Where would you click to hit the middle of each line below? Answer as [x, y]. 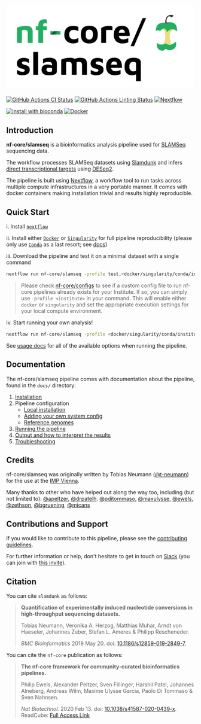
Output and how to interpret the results [63, 435]
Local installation [45, 409]
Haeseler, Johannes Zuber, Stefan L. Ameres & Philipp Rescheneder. [105, 632]
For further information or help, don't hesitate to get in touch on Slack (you [98, 556]
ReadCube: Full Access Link [55, 715]
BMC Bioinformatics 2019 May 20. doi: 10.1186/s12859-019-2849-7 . [103, 643]
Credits [20, 460]
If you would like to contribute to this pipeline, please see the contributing [97, 539]
